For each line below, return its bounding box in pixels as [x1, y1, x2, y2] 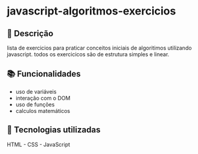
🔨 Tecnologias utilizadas [7, 125, 101, 135]
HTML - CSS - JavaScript [7, 141, 71, 148]
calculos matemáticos [15, 107, 71, 114]
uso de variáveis [15, 88, 57, 95]
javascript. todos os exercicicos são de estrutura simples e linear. [7, 51, 170, 58]
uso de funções [15, 101, 55, 108]
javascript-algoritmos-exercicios [7, 4, 176, 18]
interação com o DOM [15, 94, 71, 101]
